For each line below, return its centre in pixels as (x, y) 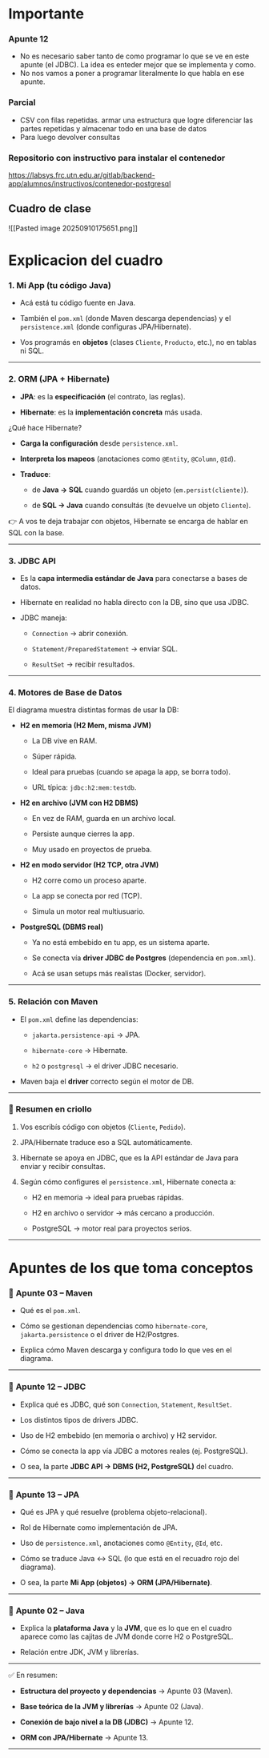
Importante (46, 14)
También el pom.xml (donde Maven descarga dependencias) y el (125, 318)
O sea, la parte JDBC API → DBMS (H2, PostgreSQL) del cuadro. (126, 1466)
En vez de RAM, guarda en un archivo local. (104, 819)
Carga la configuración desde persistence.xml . (99, 443)
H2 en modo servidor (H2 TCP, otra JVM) (89, 865)
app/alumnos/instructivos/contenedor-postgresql (90, 184)
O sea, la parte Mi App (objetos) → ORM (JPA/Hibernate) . (116, 1582)
